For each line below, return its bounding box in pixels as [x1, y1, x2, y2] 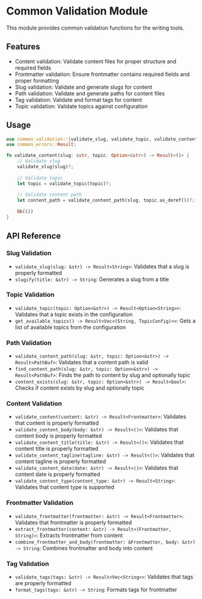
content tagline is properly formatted [14, 458, 106, 465]
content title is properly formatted [14, 445, 99, 452]
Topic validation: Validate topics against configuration [14, 103, 148, 110]
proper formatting [14, 77, 59, 84]
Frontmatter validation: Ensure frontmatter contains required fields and [14, 71, 190, 78]
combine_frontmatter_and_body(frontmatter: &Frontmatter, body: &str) [14, 539, 196, 545]
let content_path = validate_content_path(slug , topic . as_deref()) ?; [17, 197, 195, 203]
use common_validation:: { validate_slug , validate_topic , [6, 136, 152, 142]
